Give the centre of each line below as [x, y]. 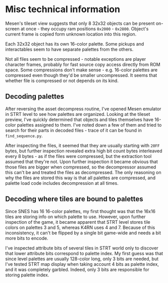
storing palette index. [27, 275]
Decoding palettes [35, 96]
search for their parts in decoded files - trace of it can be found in [74, 130]
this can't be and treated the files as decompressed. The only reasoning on [83, 172]
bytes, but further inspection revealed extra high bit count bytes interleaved [84, 151]
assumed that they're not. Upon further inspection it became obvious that [81, 161]
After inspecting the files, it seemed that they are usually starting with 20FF [82, 145]
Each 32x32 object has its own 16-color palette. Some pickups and [75, 44]
